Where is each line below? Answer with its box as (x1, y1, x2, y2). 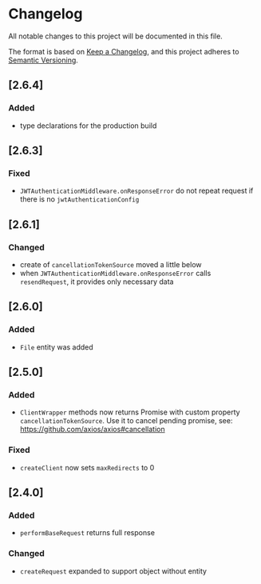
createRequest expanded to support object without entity (19, 566, 208, 576)
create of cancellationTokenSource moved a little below (19, 260, 202, 269)
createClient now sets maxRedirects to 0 (19, 462, 155, 472)
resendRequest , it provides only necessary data (19, 277, 174, 286)
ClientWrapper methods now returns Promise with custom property (19, 407, 241, 417)
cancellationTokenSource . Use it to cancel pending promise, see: (19, 416, 233, 426)
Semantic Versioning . (8, 55, 78, 65)
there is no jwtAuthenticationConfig (19, 194, 140, 204)
